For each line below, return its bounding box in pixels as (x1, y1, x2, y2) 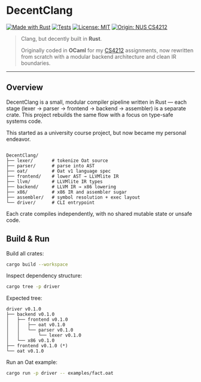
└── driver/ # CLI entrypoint (6, 199, 95, 206)
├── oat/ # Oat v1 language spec (6, 168, 111, 174)
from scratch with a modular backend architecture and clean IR (20, 53, 176, 60)
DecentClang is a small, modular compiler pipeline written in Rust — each (6, 98, 187, 106)
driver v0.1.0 (6, 306, 42, 312)
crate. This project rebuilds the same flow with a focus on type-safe (6, 111, 173, 118)
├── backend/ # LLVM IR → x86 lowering (6, 184, 117, 190)
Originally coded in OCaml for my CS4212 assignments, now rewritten (20, 46, 194, 54)
